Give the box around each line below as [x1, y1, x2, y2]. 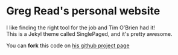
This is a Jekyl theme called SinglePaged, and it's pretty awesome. [6, 30, 173, 37]
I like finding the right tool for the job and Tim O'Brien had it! [6, 24, 156, 31]
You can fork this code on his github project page [6, 42, 130, 49]
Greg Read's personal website [6, 4, 161, 18]
